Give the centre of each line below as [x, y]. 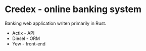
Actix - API [23, 33]
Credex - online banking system [73, 9]
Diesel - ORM [26, 38]
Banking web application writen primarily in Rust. [56, 23]
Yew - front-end [29, 43]
